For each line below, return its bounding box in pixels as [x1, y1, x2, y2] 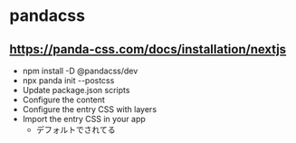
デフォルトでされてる [35, 124, 116, 135]
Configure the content [22, 94, 106, 105]
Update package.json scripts [22, 85, 130, 95]
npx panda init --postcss [22, 75, 115, 86]
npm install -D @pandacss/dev [22, 65, 138, 76]
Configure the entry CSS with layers [22, 104, 157, 114]
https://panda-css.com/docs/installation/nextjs [9, 42, 287, 57]
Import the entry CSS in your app [22, 114, 147, 124]
